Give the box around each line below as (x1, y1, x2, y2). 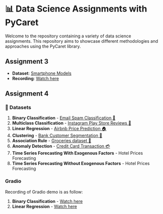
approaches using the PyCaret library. (5, 43, 81, 49)
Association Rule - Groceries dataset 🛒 (12, 138, 91, 144)
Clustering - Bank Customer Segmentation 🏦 (12, 132, 103, 138)
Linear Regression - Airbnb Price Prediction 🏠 (12, 126, 107, 132)
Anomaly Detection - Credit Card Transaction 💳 (12, 143, 110, 149)
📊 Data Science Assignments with (5, 3, 147, 15)
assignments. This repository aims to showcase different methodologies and (5, 38, 158, 44)
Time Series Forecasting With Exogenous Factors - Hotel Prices (12, 150, 143, 156)
